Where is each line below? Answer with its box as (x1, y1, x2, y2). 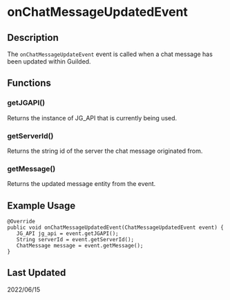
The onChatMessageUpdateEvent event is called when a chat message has (7, 50, 213, 58)
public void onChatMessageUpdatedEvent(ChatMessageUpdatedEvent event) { (7, 224, 224, 232)
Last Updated (7, 267, 66, 279)
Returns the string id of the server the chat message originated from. (7, 147, 203, 155)
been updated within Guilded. (7, 57, 91, 66)
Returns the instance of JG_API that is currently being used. (7, 113, 178, 122)
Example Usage (7, 200, 76, 212)
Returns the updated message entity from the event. (7, 180, 156, 188)
